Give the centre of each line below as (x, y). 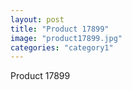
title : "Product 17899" (60, 29)
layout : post (37, 19)
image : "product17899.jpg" (66, 38)
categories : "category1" (62, 47)
